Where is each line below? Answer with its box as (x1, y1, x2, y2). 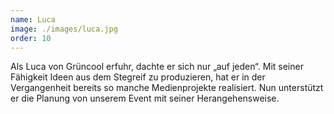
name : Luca (10, 14, 56, 25)
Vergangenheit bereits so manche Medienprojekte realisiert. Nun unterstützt (10, 82, 324, 94)
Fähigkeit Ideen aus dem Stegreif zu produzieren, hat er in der (10, 71, 266, 83)
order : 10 (10, 33, 52, 43)
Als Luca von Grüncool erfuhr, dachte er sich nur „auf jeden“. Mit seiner (10, 61, 304, 73)
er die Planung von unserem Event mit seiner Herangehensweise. (10, 92, 280, 105)
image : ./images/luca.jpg (10, 24, 118, 34)
